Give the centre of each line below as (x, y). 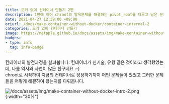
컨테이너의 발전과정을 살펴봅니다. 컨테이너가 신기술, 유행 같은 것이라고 (74, 62)
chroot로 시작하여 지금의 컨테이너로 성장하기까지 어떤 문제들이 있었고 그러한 (80, 75)
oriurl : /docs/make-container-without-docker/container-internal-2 (77, 24)
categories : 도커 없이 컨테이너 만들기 (41, 29)
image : (12, 33)
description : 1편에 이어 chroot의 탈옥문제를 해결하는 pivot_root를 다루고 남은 (81, 15)
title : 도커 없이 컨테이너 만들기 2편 (39, 10)
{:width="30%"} (22, 96)
